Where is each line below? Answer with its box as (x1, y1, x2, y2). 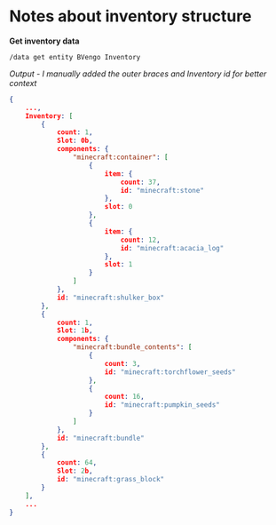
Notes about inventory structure (9, 6, 252, 27)
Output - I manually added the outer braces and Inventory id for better (9, 68, 267, 79)
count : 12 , (120, 235, 162, 244)
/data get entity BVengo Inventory (9, 52, 141, 61)
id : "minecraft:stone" (120, 186, 204, 195)
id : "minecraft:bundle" (56, 434, 145, 442)
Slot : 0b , (56, 136, 93, 146)
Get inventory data (9, 36, 80, 46)
